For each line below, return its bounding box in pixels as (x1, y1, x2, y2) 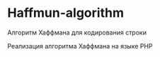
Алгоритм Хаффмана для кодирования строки (7, 28, 147, 37)
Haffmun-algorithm (7, 5, 124, 21)
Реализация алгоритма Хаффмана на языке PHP (7, 42, 154, 50)
